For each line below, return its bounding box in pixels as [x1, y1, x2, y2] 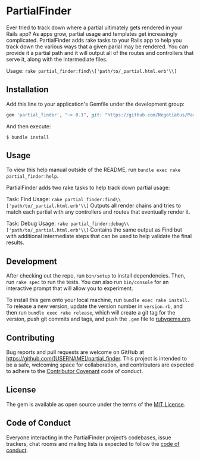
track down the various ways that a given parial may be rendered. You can [6, 43, 189, 50]
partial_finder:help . [6, 172, 59, 180]
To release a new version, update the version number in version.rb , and [6, 303, 183, 310]
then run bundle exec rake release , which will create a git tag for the [6, 309, 176, 316]
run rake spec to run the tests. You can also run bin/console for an [6, 279, 169, 286]
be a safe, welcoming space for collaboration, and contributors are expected [6, 361, 194, 368]
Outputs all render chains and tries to [90, 202, 182, 210]
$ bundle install [6, 134, 49, 140]
